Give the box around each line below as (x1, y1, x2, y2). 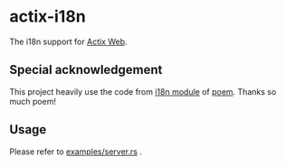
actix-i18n (9, 6, 86, 27)
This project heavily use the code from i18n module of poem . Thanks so (9, 86, 277, 97)
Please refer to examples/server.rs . (9, 146, 143, 157)
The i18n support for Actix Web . (9, 36, 128, 47)
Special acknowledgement (9, 62, 163, 78)
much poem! (9, 96, 57, 106)
